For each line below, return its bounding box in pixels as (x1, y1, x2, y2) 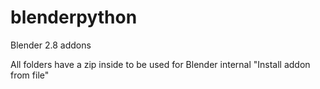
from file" (10, 69, 50, 81)
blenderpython (10, 6, 138, 29)
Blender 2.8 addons (10, 39, 92, 51)
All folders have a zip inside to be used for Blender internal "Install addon (10, 58, 311, 70)
